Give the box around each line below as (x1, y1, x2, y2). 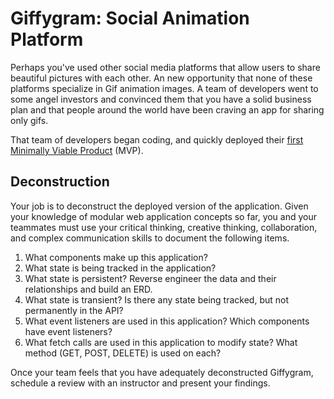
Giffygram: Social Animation (10, 7, 250, 30)
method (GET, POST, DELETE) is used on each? (24, 347, 222, 359)
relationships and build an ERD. (24, 283, 153, 295)
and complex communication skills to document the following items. (10, 232, 290, 244)
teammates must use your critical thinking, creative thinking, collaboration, (10, 221, 318, 233)
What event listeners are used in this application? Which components (24, 315, 310, 327)
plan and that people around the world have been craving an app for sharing (10, 103, 325, 116)
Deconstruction (10, 173, 110, 191)
